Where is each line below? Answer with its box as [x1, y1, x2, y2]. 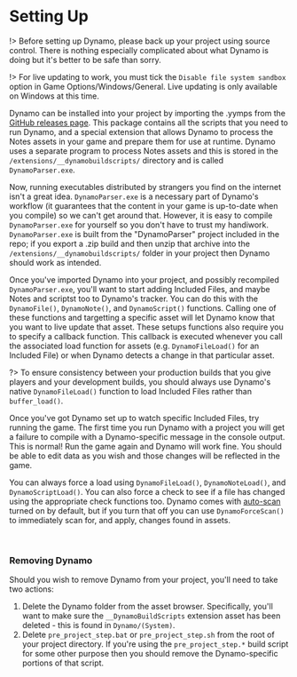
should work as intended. [9, 257, 102, 267]
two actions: [9, 584, 55, 594]
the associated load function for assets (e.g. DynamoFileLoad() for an [9, 340, 260, 351]
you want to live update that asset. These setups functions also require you [9, 322, 284, 332]
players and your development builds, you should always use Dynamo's [9, 376, 271, 387]
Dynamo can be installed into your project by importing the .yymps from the [9, 108, 286, 118]
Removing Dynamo [9, 554, 93, 566]
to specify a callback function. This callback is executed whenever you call [9, 331, 283, 341]
